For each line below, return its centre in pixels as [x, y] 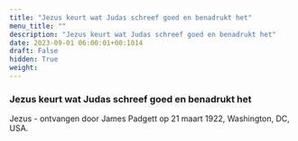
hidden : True [34, 59]
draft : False [34, 51]
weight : [24, 68]
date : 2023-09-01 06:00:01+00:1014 [76, 43]
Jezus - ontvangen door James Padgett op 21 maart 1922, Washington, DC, [150, 119]
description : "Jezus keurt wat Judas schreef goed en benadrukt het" [143, 34]
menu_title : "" [38, 26]
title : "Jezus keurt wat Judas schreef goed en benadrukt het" [131, 18]
